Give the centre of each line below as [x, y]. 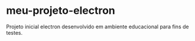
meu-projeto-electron [61, 11]
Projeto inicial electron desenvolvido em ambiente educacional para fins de [97, 27]
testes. [14, 32]
